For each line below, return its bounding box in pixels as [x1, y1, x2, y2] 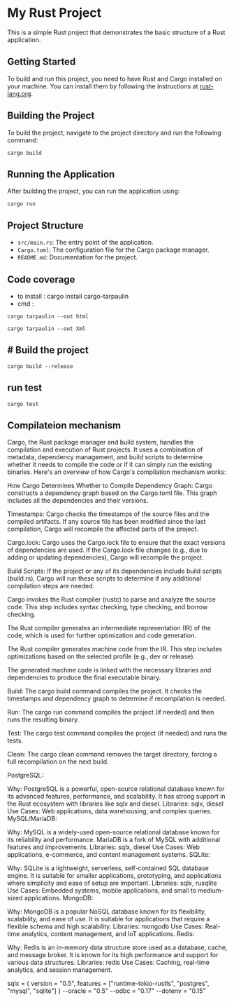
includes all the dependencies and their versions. [7, 496, 149, 505]
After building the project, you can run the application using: [7, 187, 180, 196]
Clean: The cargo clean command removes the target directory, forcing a [7, 750, 218, 759]
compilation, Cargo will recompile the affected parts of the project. [7, 524, 199, 534]
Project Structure [7, 219, 84, 231]
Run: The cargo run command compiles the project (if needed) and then [7, 708, 214, 717]
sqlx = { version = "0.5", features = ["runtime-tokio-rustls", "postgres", [7, 980, 210, 988]
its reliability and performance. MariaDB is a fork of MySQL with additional [7, 836, 221, 844]
